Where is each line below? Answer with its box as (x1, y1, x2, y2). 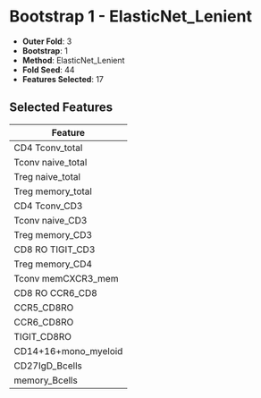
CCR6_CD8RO (13, 316, 74, 328)
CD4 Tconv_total (13, 141, 83, 154)
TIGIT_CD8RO (13, 330, 72, 343)
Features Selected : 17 (21, 73, 105, 84)
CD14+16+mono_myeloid (13, 344, 123, 357)
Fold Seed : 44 (21, 64, 75, 75)
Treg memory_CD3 (13, 228, 92, 241)
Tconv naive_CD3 (13, 214, 88, 226)
